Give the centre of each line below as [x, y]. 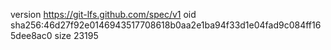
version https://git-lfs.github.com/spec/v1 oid [103, 14]
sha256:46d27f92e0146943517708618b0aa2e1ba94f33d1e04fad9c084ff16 [166, 25]
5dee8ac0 [31, 35]
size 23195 [76, 35]
